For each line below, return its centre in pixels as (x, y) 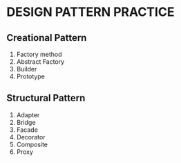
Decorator (31, 137)
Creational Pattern (47, 38)
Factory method (39, 54)
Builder (27, 69)
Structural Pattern (46, 98)
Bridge (26, 122)
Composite (32, 144)
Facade (27, 130)
